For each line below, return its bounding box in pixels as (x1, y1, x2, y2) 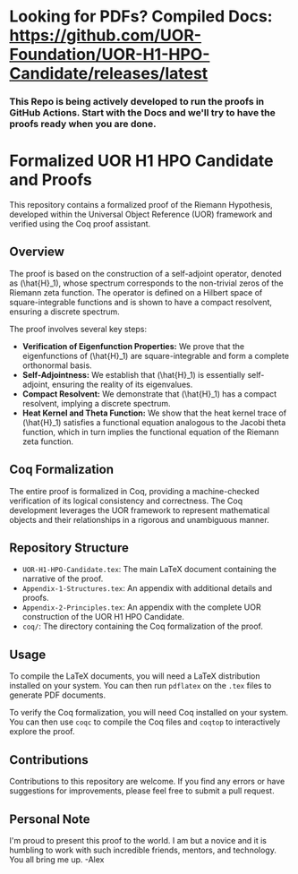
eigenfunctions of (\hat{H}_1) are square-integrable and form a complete (21, 350, 289, 361)
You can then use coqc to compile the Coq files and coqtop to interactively (9, 716, 281, 727)
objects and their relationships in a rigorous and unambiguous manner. (9, 514, 270, 525)
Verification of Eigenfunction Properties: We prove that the (21, 340, 245, 351)
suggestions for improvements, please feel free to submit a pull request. (9, 785, 275, 796)
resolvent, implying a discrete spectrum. (21, 398, 171, 408)
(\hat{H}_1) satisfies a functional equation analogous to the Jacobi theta (21, 416, 286, 427)
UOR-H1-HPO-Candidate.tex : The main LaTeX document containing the (21, 564, 277, 575)
